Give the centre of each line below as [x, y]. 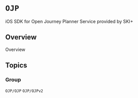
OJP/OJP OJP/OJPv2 [24, 91]
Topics [16, 65]
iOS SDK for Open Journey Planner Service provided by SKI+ [69, 21]
